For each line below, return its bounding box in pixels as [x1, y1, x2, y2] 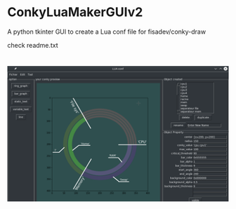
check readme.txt [7, 41, 58, 49]
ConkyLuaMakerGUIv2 [7, 4, 143, 20]
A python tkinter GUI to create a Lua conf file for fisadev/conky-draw [7, 27, 206, 36]
